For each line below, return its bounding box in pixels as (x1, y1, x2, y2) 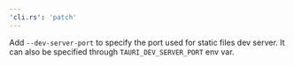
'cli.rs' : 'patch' (9, 12, 77, 22)
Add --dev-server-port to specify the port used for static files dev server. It (9, 37, 285, 48)
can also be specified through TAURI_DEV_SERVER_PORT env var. (9, 46, 235, 57)
